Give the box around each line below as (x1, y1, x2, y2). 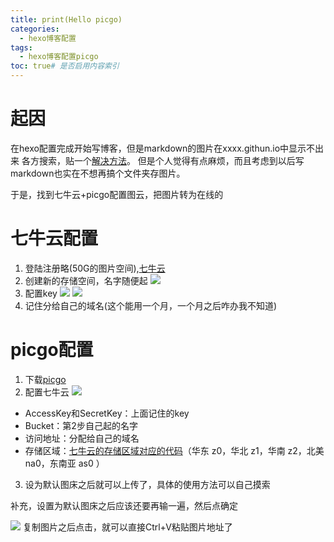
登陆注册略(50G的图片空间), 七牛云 (24, 262, 166, 274)
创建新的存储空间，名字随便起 (24, 274, 148, 286)
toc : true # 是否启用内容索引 (10, 61, 120, 71)
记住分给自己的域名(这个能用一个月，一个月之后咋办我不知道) (24, 299, 278, 311)
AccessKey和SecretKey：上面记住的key (24, 407, 190, 419)
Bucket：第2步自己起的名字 (24, 419, 138, 431)
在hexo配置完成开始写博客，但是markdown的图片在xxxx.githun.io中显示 (10, 142, 307, 154)
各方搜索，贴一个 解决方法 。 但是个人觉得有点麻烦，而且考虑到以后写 (21, 154, 305, 166)
